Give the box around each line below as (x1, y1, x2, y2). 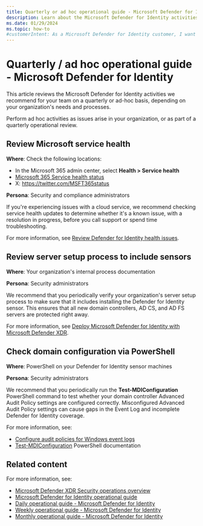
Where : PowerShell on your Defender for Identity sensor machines (6, 362, 172, 370)
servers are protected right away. (6, 310, 89, 318)
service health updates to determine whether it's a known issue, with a (6, 210, 182, 217)
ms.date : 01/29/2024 (6, 20, 59, 26)
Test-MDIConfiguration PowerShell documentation (14, 442, 141, 449)
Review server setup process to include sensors (6, 252, 192, 262)
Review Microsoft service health (6, 139, 131, 149)
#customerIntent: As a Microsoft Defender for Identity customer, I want (6, 32, 196, 38)
